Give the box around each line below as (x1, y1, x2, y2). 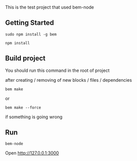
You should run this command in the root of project (5, 67, 110, 73)
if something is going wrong (5, 114, 63, 120)
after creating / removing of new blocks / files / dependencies (5, 77, 132, 83)
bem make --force (5, 105, 41, 110)
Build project (5, 54, 46, 63)
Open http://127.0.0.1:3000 (5, 150, 59, 156)
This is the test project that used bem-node (5, 4, 94, 10)
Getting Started (5, 18, 54, 27)
